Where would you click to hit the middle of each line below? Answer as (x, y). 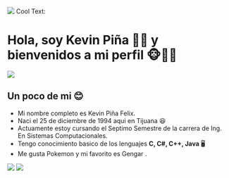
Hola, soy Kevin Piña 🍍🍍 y (83, 40)
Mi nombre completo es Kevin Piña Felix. (76, 113)
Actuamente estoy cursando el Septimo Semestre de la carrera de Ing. (119, 128)
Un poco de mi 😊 (45, 96)
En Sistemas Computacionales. (62, 135)
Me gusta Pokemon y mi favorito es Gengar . (82, 153)
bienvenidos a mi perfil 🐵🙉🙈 (92, 55)
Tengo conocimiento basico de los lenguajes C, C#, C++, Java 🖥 (111, 144)
